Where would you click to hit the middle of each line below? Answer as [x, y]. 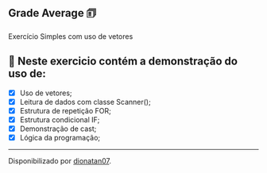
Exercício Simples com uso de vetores [71, 36]
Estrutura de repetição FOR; [65, 110]
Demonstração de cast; [58, 129]
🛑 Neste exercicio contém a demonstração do [123, 62]
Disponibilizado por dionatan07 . [60, 161]
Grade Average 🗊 [52, 13]
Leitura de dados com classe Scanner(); [85, 102]
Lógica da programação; [60, 137]
